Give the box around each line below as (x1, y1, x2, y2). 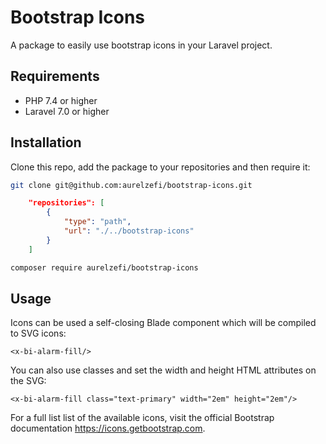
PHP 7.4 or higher (24, 94, 98, 106)
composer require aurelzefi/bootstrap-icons (10, 262, 199, 273)
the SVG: (10, 375, 47, 387)
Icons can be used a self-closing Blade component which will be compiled (10, 317, 317, 329)
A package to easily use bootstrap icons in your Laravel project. (10, 39, 273, 51)
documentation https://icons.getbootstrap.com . (10, 422, 206, 435)
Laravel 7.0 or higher (24, 105, 110, 117)
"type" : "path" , (63, 217, 132, 227)
